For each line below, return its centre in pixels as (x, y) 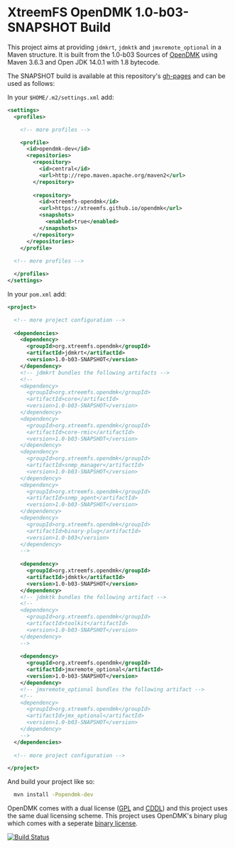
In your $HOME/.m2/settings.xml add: (61, 97)
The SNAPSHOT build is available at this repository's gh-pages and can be (116, 76)
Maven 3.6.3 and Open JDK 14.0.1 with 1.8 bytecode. (84, 62)
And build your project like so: (51, 782)
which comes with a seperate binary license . (73, 823)
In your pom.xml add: (37, 294)
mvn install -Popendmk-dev (54, 795)
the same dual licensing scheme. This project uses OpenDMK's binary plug (117, 816)
